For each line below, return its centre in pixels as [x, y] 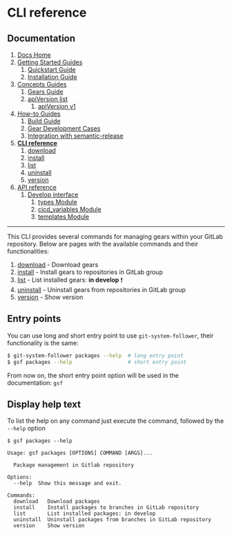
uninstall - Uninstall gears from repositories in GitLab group [101, 290]
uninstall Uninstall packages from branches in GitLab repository [113, 520]
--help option [27, 428]
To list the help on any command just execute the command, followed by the [116, 421]
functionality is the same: [43, 343]
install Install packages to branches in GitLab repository [106, 508]
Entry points [34, 319]
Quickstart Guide [51, 70]
